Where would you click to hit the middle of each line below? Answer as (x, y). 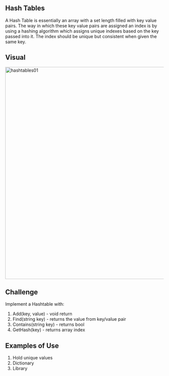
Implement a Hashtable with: (35, 304)
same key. (16, 42)
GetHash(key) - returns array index (49, 330)
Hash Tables (25, 8)
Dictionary (23, 363)
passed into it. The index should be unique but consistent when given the (81, 36)
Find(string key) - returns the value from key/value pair (69, 319)
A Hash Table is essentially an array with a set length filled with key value (81, 20)
